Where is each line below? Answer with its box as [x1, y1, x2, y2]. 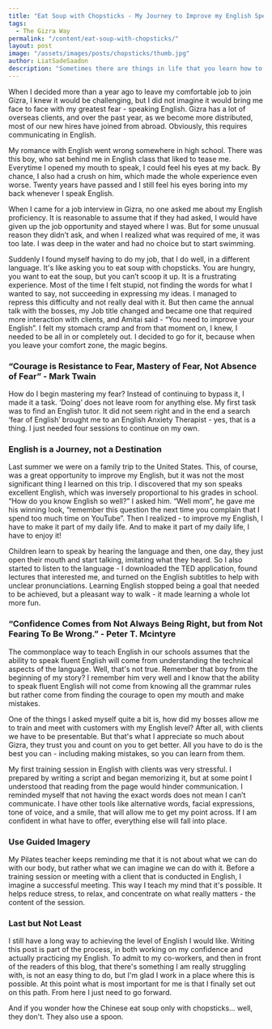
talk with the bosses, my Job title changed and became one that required [8, 305, 253, 316]
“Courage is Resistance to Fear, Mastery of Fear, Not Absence [8, 360, 257, 372]
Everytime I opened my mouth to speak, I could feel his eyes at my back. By [8, 163, 261, 172]
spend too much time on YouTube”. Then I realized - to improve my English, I [8, 513, 263, 523]
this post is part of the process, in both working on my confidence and [8, 945, 243, 955]
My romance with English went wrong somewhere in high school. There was [8, 145, 263, 155]
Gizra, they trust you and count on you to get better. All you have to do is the [8, 740, 263, 750]
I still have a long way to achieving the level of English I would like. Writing [8, 936, 255, 946]
